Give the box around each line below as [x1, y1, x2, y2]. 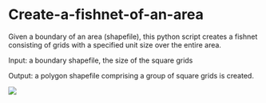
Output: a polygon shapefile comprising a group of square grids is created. [8, 71, 254, 80]
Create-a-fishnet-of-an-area [8, 6, 204, 24]
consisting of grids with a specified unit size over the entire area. [8, 40, 222, 49]
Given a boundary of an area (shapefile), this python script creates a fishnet [8, 32, 258, 41]
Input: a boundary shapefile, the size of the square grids [8, 55, 193, 65]
